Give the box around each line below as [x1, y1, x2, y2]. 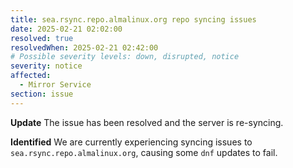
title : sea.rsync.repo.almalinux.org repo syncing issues [10, 14, 257, 25]
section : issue [10, 89, 74, 99]
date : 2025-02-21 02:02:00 [10, 24, 123, 34]
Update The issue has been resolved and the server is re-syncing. [10, 116, 284, 128]
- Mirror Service [19, 80, 92, 90]
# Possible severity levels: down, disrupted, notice [10, 52, 240, 62]
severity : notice [10, 61, 83, 71]
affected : [10, 71, 52, 81]
